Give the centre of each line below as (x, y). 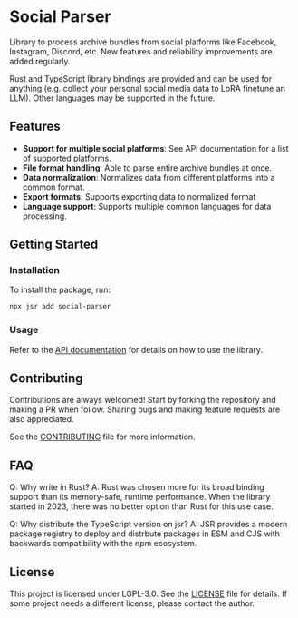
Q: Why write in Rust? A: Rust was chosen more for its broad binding (137, 487)
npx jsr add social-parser (60, 307)
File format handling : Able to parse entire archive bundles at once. (147, 167)
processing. (45, 216)
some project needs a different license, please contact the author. (132, 603)
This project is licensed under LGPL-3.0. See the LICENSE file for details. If (149, 594)
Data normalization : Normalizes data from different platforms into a (149, 177)
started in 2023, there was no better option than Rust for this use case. (141, 506)
